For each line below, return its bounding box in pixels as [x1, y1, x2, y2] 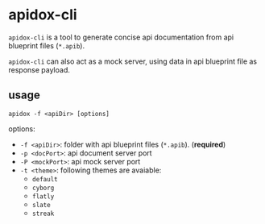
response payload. [8, 64, 71, 74]
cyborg [31, 184, 55, 192]
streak [31, 209, 55, 218]
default [31, 175, 58, 183]
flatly [31, 192, 55, 201]
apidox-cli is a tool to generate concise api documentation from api [8, 32, 234, 42]
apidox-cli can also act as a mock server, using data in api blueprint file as [8, 56, 258, 66]
